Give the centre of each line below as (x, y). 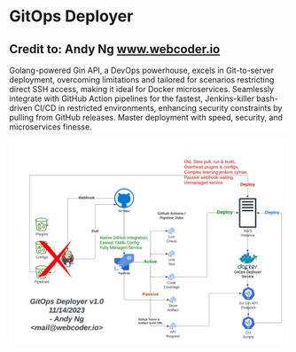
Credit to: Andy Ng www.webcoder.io (115, 49)
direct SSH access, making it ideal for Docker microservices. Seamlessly (142, 89)
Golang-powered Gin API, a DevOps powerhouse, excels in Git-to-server (142, 70)
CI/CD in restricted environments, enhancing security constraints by (158, 108)
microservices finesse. (51, 127)
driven (21, 108)
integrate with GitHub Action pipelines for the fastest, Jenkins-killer (132, 98)
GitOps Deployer (71, 16)
